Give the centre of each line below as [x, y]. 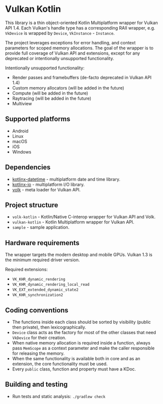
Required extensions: [27, 270]
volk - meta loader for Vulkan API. [46, 189]
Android [20, 131]
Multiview [22, 103]
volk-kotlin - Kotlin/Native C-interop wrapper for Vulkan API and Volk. [84, 217]
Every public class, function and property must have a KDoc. [74, 369]
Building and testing [36, 385]
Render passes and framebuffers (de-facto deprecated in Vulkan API [82, 77]
